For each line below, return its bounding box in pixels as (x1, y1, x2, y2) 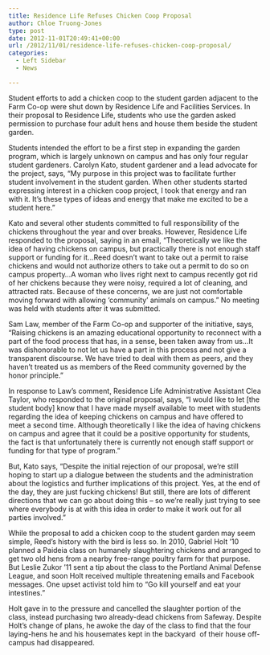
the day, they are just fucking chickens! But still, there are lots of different (8, 487, 251, 497)
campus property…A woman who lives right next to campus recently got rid (8, 269, 259, 279)
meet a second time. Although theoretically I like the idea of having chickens (8, 420, 261, 430)
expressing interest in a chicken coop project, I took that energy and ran (8, 186, 247, 195)
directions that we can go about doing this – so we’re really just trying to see (8, 495, 261, 505)
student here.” (8, 203, 55, 212)
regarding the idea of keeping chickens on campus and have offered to (8, 411, 243, 421)
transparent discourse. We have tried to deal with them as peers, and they (8, 353, 254, 362)
